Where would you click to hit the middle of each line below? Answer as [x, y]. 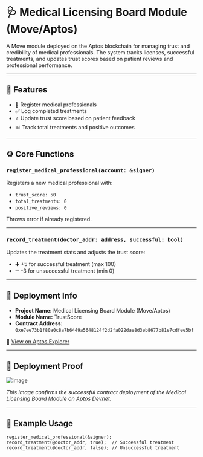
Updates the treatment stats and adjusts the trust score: [76, 252]
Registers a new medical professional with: [60, 183]
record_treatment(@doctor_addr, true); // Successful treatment [90, 442]
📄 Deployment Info [42, 296]
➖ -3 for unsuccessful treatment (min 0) [65, 271]
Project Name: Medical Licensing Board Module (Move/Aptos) [92, 310]
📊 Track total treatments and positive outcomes [75, 127]
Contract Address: [39, 323]
